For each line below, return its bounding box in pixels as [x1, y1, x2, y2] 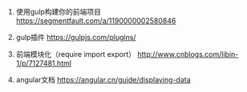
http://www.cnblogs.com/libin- [137, 50, 239, 58]
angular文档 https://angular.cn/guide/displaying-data [15, 75, 191, 84]
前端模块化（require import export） [15, 50, 136, 58]
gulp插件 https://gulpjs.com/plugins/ [15, 33, 136, 42]
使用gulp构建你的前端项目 [15, 7, 102, 16]
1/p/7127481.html [15, 58, 72, 68]
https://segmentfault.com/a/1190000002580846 [15, 16, 176, 26]
